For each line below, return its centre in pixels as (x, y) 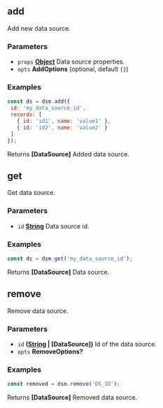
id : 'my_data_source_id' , (48, 108)
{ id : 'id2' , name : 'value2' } (62, 127)
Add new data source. (39, 28)
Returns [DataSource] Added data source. (68, 154)
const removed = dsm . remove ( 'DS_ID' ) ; (64, 384)
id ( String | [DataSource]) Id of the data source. (87, 344)
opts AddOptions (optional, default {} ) (73, 69)
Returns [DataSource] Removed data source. (72, 398)
